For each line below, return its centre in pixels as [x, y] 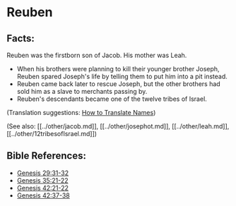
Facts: [20, 38]
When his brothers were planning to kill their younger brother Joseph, [118, 69]
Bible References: [46, 156]
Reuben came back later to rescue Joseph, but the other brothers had [118, 84]
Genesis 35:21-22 [42, 180]
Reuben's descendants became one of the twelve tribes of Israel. [112, 99]
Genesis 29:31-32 [43, 173]
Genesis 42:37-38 [43, 195]
